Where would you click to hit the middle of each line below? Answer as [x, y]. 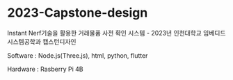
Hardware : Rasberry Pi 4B [45, 69]
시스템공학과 [24, 41]
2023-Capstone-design [78, 13]
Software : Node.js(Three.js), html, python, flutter [78, 55]
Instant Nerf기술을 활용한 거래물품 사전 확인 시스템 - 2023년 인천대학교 [104, 33]
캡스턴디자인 [59, 41]
